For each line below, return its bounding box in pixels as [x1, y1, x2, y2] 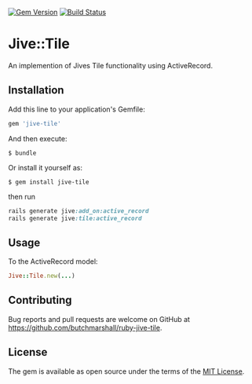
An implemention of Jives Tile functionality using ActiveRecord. [8, 60, 214, 70]
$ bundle [8, 149, 37, 157]
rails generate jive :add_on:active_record [8, 207, 149, 215]
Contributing [8, 294, 72, 307]
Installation [8, 83, 64, 97]
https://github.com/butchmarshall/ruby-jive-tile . [8, 323, 163, 332]
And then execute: [8, 133, 68, 143]
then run [8, 192, 36, 201]
